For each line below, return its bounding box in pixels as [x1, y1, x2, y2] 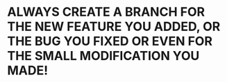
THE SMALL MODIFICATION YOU [7, 48, 200, 64]
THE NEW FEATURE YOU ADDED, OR [7, 19, 221, 34]
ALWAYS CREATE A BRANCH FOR [7, 4, 205, 20]
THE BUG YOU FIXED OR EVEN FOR [7, 34, 213, 49]
